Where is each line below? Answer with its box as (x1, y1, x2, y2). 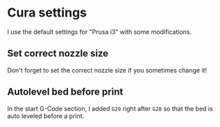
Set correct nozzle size (7, 48, 109, 59)
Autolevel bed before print (7, 86, 124, 98)
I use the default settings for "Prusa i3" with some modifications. (7, 28, 192, 36)
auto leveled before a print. (7, 112, 85, 120)
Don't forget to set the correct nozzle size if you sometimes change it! (7, 66, 207, 74)
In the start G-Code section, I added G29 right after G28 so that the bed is (7, 104, 213, 113)
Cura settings (7, 5, 87, 21)
